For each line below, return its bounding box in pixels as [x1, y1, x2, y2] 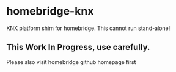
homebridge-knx [6, 4, 94, 18]
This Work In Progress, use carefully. [6, 42, 150, 52]
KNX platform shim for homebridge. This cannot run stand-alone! [6, 24, 170, 32]
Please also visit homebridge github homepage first [6, 58, 136, 65]
